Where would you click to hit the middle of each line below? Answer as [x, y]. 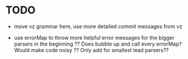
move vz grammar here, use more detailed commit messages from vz [98, 26]
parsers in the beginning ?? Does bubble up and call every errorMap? [98, 44]
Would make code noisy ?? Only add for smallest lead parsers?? [91, 50]
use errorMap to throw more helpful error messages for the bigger [94, 37]
